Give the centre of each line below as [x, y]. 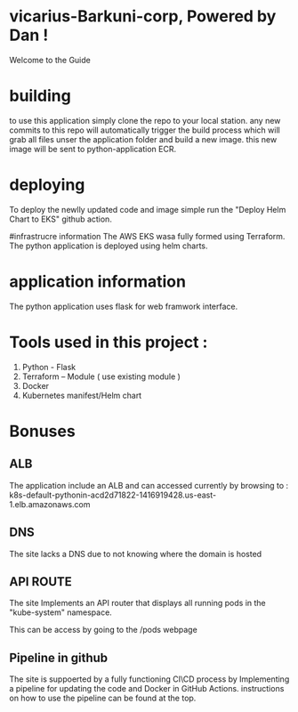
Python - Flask [49, 367]
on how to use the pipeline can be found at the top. [103, 698]
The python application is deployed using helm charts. [109, 246]
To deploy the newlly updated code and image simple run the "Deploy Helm [148, 209]
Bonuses [42, 431]
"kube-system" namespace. [61, 612]
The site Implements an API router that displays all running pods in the [137, 603]
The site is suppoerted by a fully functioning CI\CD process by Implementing [149, 679]
